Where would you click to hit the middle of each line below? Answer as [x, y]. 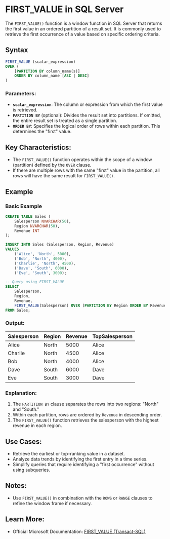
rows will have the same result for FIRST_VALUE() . [64, 176]
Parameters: [21, 94]
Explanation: [21, 393]
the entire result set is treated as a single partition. [65, 121]
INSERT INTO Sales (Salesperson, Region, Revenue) [60, 245]
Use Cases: [24, 441]
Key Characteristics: [38, 147]
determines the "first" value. [42, 131]
